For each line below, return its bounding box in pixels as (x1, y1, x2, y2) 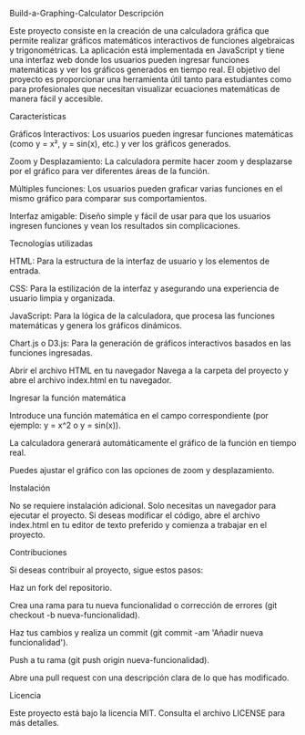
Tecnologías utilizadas (9, 238, 94, 249)
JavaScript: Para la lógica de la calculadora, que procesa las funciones (9, 310, 276, 321)
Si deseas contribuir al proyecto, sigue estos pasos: (9, 564, 204, 575)
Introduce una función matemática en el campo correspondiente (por (9, 410, 269, 420)
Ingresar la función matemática (9, 392, 127, 403)
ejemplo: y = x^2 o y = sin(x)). (9, 419, 121, 430)
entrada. (9, 265, 41, 276)
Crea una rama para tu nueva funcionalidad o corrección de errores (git (9, 600, 278, 610)
